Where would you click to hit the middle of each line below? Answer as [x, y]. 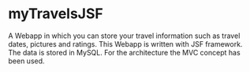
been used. [26, 61]
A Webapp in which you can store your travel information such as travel [124, 36]
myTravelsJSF [56, 14]
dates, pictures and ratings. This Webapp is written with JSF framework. [125, 44]
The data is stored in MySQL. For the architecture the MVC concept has [124, 52]
